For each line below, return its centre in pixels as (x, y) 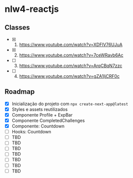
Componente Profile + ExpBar (42, 115)
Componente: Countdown (38, 126)
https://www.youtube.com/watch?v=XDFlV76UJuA (71, 45)
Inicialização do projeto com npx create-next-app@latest (70, 104)
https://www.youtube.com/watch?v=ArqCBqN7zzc (71, 66)
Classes (17, 28)
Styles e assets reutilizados (40, 109)
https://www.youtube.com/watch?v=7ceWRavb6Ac (71, 55)
